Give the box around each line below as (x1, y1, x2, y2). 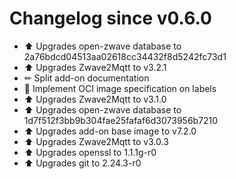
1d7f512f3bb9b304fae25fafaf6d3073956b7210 (23, 114, 219, 126)
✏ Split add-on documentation (23, 72, 150, 84)
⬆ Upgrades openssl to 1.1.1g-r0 (23, 146, 157, 158)
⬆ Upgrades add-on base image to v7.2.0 (23, 125, 197, 137)
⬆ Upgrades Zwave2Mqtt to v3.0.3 (23, 135, 169, 147)
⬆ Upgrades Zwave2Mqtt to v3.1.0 (23, 93, 167, 105)
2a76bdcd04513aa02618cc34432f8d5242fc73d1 (23, 50, 227, 62)
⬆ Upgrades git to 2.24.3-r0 (23, 157, 142, 169)
